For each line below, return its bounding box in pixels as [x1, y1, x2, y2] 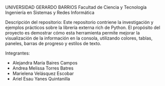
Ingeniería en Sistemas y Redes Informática [5, 9, 95, 15]
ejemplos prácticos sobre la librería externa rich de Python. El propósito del [5, 24, 160, 30]
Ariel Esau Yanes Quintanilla [12, 76, 70, 81]
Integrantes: [5, 50, 30, 56]
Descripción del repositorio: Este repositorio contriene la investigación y [5, 19, 153, 25]
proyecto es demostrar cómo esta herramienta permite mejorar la [5, 30, 140, 35]
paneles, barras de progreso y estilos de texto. [5, 40, 101, 46]
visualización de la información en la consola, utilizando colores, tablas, [5, 35, 152, 41]
